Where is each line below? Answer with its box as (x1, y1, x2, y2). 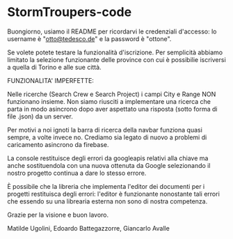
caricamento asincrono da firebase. (7, 140, 109, 148)
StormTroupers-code (7, 4, 132, 20)
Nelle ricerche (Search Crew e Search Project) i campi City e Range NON (7, 90, 216, 98)
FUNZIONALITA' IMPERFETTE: (7, 76, 94, 84)
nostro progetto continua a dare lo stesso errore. (7, 169, 147, 177)
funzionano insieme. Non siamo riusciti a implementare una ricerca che (7, 97, 211, 105)
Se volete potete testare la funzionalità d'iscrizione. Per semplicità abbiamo (7, 48, 223, 56)
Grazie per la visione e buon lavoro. (7, 210, 109, 219)
